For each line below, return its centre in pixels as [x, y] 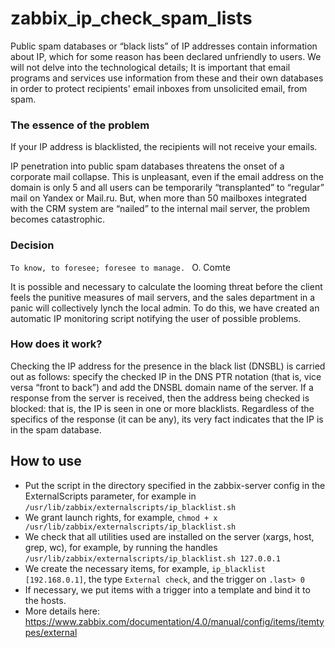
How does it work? [56, 344]
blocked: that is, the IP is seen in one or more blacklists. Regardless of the [162, 408]
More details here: [62, 611]
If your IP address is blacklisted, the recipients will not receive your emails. [164, 147]
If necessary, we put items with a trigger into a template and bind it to [167, 589]
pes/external [51, 632]
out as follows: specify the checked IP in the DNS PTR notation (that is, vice [166, 376]
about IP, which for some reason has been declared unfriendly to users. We [166, 56]
